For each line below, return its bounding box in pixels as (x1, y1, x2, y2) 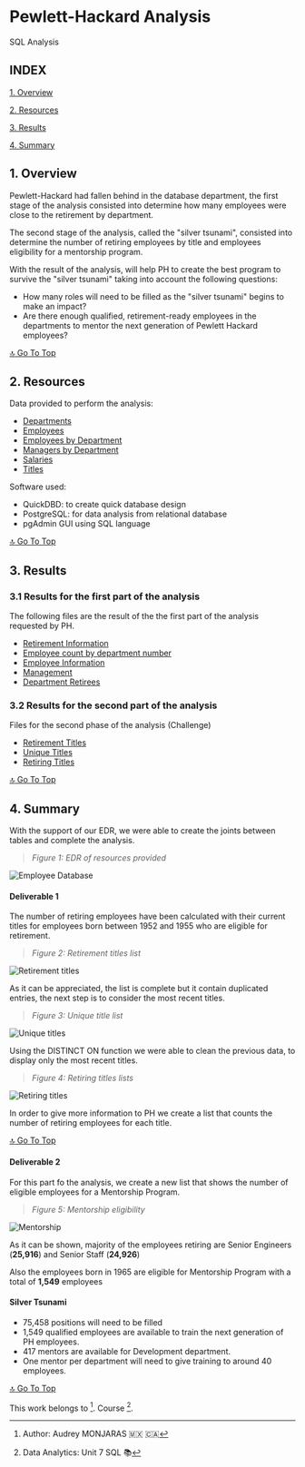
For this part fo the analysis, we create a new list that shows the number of (9, 1177, 289, 1187)
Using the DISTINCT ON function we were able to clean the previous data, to (9, 1046, 296, 1057)
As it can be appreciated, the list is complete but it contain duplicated (9, 983, 269, 994)
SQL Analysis (9, 36, 59, 47)
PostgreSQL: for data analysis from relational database (22, 508, 228, 519)
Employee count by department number (22, 647, 172, 659)
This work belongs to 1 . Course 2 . (9, 1401, 133, 1413)
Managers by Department (22, 445, 120, 456)
